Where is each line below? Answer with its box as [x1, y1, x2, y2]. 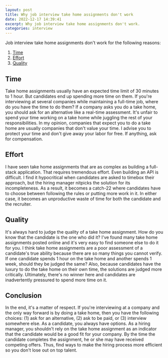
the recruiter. [5, 201, 32, 207]
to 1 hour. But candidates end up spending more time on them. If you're [5, 93, 152, 99]
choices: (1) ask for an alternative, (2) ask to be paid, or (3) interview [5, 315, 147, 321]
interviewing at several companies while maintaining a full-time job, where [5, 98, 158, 104]
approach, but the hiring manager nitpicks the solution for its [5, 180, 130, 186]
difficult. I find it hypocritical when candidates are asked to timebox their [5, 174, 154, 181]
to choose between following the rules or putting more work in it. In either [5, 190, 157, 196]
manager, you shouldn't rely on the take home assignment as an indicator [5, 326, 157, 332]
